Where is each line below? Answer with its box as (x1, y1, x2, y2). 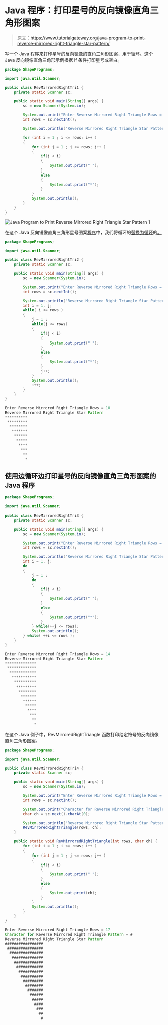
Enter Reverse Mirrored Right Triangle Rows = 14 (5, 651, 111, 657)
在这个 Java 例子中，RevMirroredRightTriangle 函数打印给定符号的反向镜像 (5, 731, 159, 737)
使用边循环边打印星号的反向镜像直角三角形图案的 (5, 472, 156, 480)
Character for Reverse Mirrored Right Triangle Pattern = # (5, 932, 133, 937)
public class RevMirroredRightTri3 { (5, 513, 84, 518)
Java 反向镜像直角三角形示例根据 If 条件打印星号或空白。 (5, 57, 122, 63)
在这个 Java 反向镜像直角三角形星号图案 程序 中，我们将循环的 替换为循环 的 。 (5, 229, 162, 235)
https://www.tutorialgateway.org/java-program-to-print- (30, 35, 146, 41)
